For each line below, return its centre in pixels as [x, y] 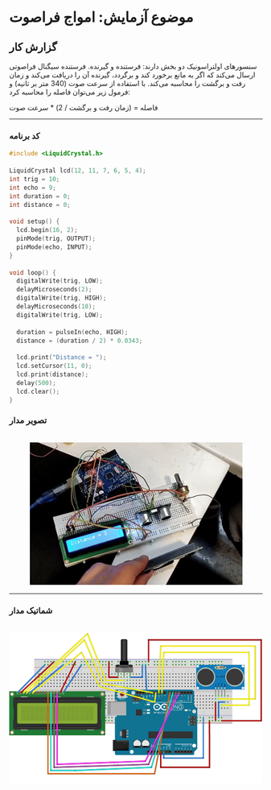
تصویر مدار [28, 420]
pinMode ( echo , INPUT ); [54, 247]
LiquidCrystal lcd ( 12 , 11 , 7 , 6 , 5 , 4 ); [78, 171]
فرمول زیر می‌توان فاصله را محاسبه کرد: [70, 92]
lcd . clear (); [38, 391]
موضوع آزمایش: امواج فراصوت [101, 17]
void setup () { [35, 221]
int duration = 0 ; [40, 196]
